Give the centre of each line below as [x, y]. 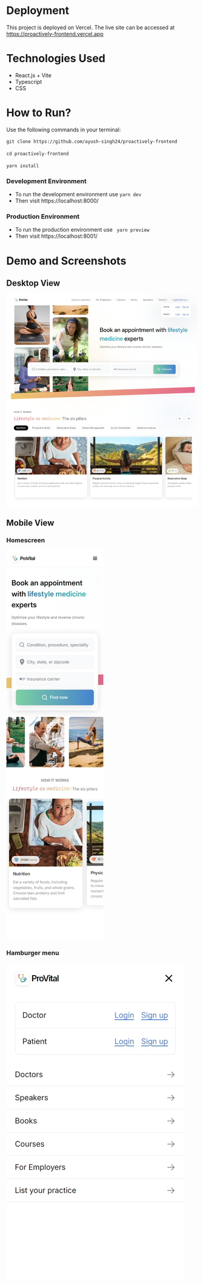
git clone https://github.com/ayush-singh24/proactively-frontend [92, 141]
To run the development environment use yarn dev [78, 195]
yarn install [23, 166]
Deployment [38, 11]
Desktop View [33, 283]
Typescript [28, 81]
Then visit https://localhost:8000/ [57, 201]
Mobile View [30, 523]
